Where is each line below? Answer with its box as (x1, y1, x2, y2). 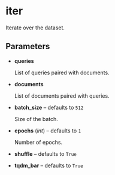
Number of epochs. (14, 138, 63, 146)
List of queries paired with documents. (14, 69, 110, 76)
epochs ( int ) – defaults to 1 (14, 127, 81, 134)
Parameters (5, 41, 50, 52)
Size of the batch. (14, 115, 58, 122)
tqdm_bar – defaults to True (14, 162, 83, 169)
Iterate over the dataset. (5, 24, 65, 31)
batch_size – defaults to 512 (14, 104, 84, 111)
